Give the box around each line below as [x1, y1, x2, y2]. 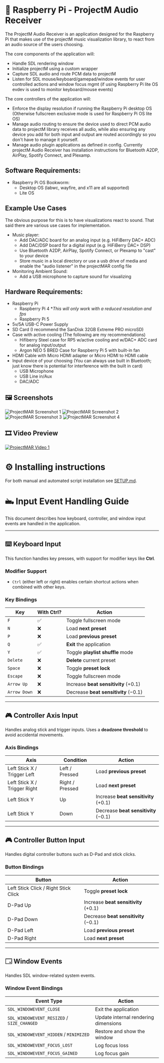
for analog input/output [19, 342, 66, 348]
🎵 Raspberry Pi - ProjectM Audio [5, 4, 139, 16]
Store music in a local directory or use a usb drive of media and [19, 258, 147, 264]
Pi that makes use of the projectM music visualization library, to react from [5, 36, 155, 42]
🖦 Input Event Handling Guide [5, 496, 129, 507]
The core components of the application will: [5, 51, 95, 57]
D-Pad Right [7, 935, 37, 942]
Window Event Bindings [5, 985, 63, 991]
